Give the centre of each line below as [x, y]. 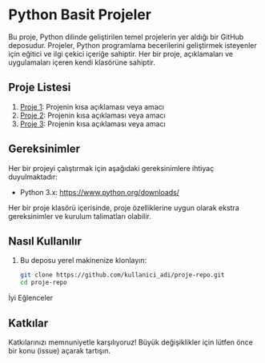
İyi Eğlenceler [31, 298]
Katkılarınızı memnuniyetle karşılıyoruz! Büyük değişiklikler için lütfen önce [131, 342]
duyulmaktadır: [33, 177]
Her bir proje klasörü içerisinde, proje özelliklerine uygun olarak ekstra [124, 207]
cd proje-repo [43, 283]
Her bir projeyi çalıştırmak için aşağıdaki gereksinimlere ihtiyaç [111, 168]
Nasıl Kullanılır [45, 241]
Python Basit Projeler [80, 15]
